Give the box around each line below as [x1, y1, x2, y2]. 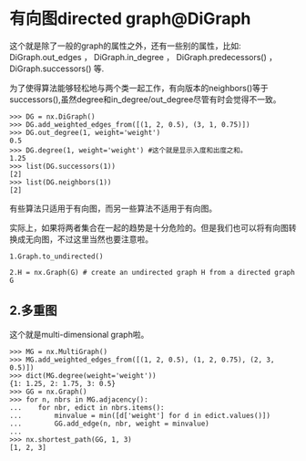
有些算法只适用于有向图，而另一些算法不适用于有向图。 [9, 203, 217, 214]
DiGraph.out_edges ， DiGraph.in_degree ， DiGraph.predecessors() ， [9, 51, 278, 62]
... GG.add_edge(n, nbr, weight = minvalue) [9, 419, 209, 428]
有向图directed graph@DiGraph [9, 8, 251, 29]
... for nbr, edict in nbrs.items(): [9, 403, 166, 412]
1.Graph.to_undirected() [9, 252, 104, 261]
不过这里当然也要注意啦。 [56, 234, 153, 245]
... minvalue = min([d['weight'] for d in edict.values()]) [9, 411, 271, 420]
